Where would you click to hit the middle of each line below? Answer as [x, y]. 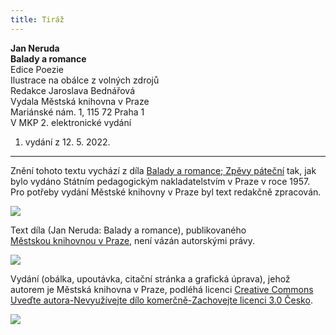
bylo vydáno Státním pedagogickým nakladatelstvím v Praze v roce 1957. [160, 181]
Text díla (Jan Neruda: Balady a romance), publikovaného [128, 230]
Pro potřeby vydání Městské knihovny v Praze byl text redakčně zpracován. [166, 192]
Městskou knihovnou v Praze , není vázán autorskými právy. [132, 240]
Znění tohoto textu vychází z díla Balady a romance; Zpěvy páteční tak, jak [163, 170]
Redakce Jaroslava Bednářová [73, 90]
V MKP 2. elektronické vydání [71, 122]
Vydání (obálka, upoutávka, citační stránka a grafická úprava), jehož [150, 278]
